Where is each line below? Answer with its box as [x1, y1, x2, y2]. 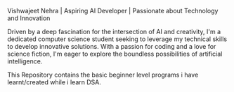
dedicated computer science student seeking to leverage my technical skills [7, 35, 227, 43]
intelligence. [7, 57, 43, 66]
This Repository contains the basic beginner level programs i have [7, 70, 199, 79]
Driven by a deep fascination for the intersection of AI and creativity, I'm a [7, 28, 221, 36]
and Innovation [7, 14, 51, 22]
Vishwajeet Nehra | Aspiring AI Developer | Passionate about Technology [7, 7, 219, 15]
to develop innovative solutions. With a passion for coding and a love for [7, 43, 216, 50]
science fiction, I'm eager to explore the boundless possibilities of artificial [7, 49, 223, 58]
